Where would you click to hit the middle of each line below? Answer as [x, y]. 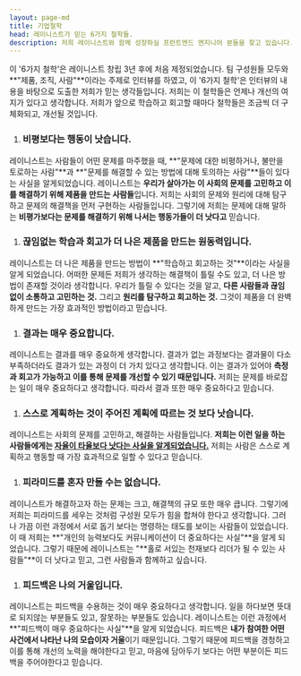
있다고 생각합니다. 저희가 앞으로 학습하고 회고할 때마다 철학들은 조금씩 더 [152, 103]
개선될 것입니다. [70, 114]
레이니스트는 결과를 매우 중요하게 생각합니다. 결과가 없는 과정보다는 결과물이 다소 [150, 355]
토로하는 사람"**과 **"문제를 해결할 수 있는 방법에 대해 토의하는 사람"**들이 [141, 172]
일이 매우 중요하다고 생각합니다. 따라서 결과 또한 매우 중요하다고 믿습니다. [146, 388]
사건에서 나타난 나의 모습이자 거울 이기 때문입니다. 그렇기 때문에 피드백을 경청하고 [150, 640]
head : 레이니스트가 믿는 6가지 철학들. [71, 34]
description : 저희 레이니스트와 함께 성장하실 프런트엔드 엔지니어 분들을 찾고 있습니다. [151, 43]
